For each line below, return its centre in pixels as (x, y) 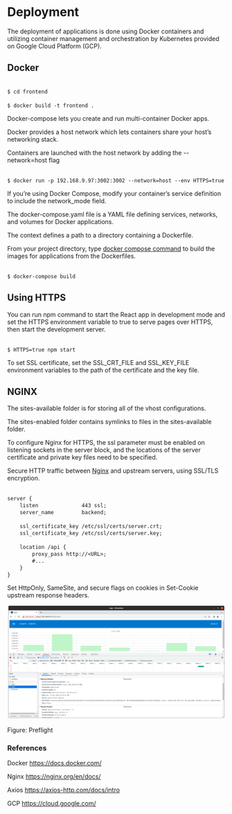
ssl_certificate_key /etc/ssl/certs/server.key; (91, 534)
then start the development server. (56, 329)
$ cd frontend (28, 92)
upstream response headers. (48, 595)
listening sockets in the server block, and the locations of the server (104, 450)
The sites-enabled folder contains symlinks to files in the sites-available (109, 422)
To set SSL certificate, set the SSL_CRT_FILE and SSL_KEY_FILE (98, 362)
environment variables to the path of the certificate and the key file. (103, 370)
